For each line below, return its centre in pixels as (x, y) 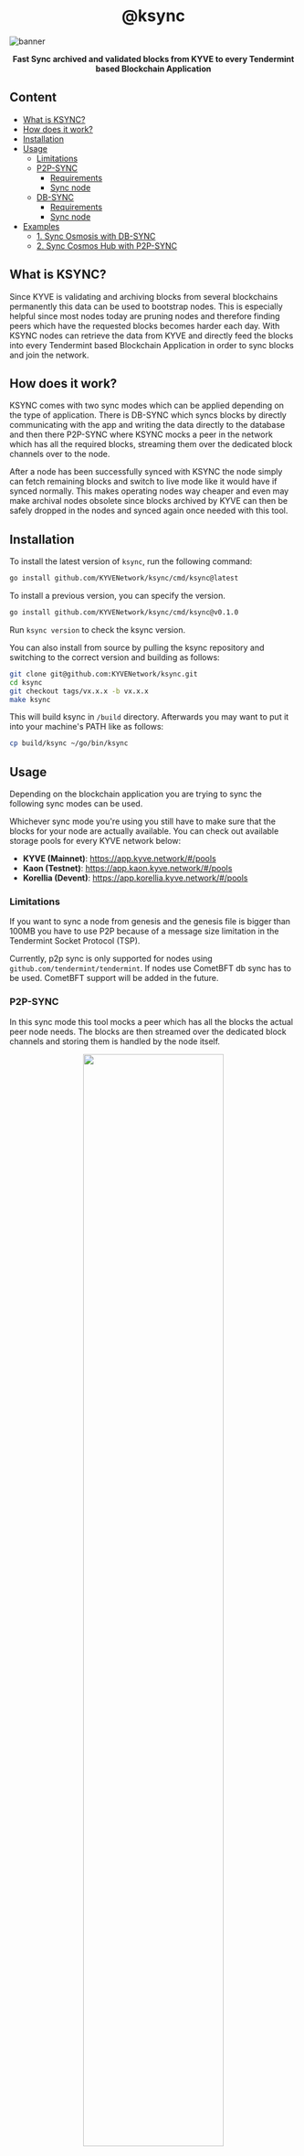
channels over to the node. (60, 454)
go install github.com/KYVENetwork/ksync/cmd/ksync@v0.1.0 (124, 613)
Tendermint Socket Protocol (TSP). (75, 941)
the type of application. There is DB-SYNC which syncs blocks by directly (148, 415)
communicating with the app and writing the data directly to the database (147, 425)
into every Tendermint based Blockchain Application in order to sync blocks (152, 345)
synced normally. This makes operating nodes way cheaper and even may (149, 491)
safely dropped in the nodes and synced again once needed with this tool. (149, 511)
